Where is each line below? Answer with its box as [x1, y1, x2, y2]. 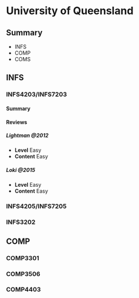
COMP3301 [6, 254, 39, 262]
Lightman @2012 [6, 132, 49, 139]
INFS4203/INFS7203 [6, 90, 67, 98]
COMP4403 [6, 286, 41, 294]
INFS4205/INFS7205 [6, 202, 67, 210]
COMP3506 [6, 270, 40, 278]
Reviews [6, 118, 28, 125]
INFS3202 [6, 218, 36, 226]
